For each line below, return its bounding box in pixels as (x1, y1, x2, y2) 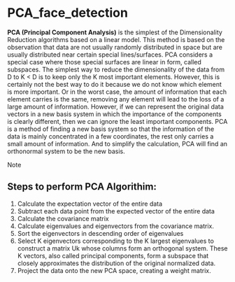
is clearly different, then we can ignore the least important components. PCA (7, 117, 228, 125)
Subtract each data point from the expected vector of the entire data (17, 206, 215, 215)
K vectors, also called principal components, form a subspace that (17, 251, 209, 260)
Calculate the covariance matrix (17, 214, 110, 223)
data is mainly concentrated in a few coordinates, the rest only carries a (7, 132, 214, 141)
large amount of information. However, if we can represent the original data (7, 102, 224, 111)
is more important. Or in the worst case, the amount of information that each (7, 87, 227, 96)
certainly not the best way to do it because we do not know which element (7, 80, 222, 88)
